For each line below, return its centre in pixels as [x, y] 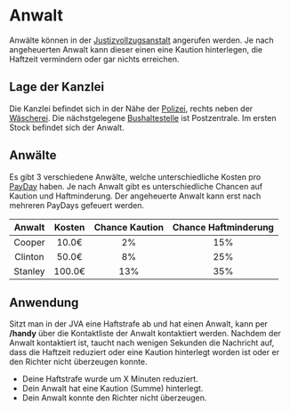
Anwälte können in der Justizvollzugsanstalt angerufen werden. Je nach [141, 40]
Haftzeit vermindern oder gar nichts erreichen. [94, 59]
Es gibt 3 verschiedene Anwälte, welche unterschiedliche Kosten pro [135, 177]
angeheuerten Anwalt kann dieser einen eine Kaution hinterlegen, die [136, 49]
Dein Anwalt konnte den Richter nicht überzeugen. [114, 398]
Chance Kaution [129, 227]
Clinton [29, 256]
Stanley [29, 271]
